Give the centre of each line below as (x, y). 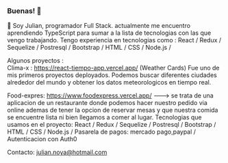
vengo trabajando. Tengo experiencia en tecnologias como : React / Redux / (114, 40)
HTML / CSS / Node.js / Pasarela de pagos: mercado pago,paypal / (102, 132)
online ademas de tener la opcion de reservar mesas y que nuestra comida (113, 110)
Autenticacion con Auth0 (42, 139)
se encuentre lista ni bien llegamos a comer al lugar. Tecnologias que (104, 117)
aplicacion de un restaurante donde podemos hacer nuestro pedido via (107, 103)
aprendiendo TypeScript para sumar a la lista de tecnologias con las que (109, 33)
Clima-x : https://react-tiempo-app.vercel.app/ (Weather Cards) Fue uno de (113, 68)
